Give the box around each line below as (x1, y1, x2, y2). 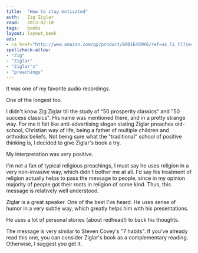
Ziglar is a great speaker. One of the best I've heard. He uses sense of (6, 199, 176, 206)
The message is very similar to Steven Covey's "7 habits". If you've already (6, 228, 188, 235)
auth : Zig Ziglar (6, 14, 54, 20)
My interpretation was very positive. (6, 151, 94, 158)
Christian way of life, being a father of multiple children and (25, 127, 169, 134)
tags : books (6, 25, 41, 31)
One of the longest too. (6, 97, 62, 104)
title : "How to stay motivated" (6, 8, 88, 15)
